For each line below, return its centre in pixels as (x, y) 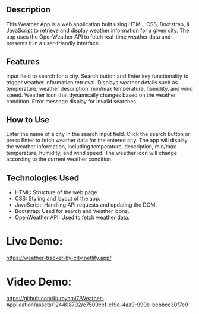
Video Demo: (39, 282)
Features (23, 62)
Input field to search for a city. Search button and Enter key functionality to (97, 76)
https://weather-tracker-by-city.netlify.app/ (59, 258)
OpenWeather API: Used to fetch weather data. (72, 218)
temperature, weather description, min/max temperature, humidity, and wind (99, 88)
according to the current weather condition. (59, 159)
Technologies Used (42, 178)
